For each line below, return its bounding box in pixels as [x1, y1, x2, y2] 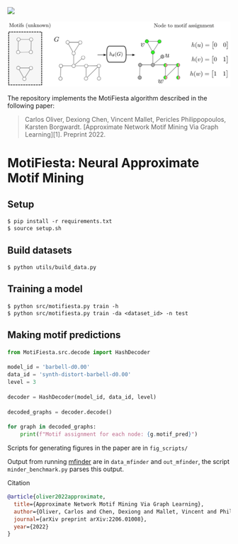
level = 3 [7, 379, 37, 386]
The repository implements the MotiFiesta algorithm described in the [7, 94, 208, 103]
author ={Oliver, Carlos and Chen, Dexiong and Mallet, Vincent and [13, 508, 217, 515]
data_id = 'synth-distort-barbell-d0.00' [7, 371, 132, 378]
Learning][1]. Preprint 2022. [24, 130, 106, 139]
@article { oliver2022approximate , [7, 493, 106, 501]
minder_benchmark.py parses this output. [7, 465, 124, 474]
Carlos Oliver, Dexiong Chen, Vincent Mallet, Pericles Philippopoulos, [24, 115, 227, 124]
